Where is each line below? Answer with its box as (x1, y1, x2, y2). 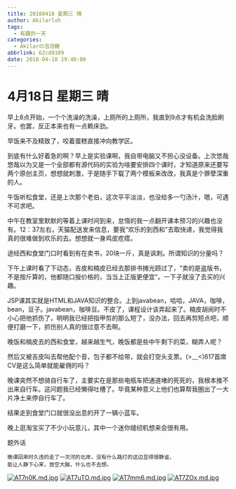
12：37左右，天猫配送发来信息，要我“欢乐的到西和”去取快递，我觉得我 (19, 225, 223, 234)
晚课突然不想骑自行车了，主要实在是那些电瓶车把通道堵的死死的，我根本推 (7, 376, 223, 384)
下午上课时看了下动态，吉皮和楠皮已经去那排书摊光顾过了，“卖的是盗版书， (7, 264, 226, 272)
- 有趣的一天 (13, 29, 47, 37)
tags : (7, 23, 23, 30)
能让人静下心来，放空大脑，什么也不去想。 (7, 461, 112, 468)
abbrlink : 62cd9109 (7, 50, 65, 57)
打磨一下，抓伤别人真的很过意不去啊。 (13, 322, 124, 330)
